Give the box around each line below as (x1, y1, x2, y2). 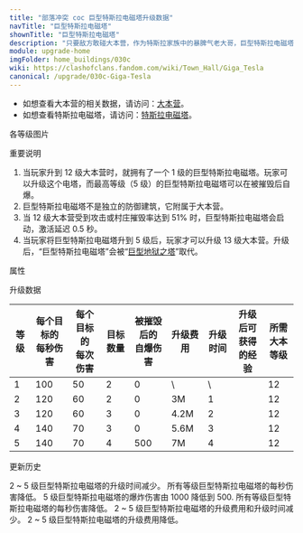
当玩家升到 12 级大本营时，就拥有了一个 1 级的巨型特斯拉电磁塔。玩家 (22, 166, 280, 177)
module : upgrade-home (9, 47, 91, 56)
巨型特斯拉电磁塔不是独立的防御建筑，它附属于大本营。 (22, 201, 228, 211)
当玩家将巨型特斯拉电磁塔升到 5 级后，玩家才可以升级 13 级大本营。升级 (22, 234, 290, 245)
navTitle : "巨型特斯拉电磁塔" (9, 22, 113, 31)
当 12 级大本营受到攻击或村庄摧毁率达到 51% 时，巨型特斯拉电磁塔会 (22, 211, 277, 222)
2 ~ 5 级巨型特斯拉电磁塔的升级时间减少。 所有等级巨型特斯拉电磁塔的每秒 (9, 480, 286, 491)
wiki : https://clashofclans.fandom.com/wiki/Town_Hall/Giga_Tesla (9, 64, 264, 73)
